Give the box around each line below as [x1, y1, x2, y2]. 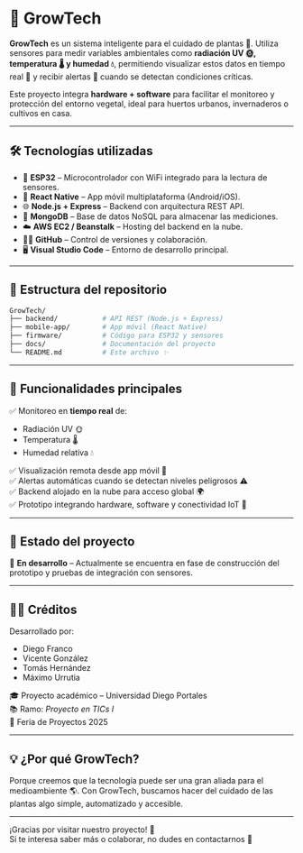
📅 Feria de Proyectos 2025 [9, 717, 108, 728]
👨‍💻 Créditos [9, 601, 78, 617]
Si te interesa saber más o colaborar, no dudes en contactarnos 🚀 [9, 834, 252, 845]
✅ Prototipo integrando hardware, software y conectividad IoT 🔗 [9, 499, 248, 509]
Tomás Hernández [22, 663, 92, 674]
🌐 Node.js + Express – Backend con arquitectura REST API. [22, 200, 245, 211]
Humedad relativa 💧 [22, 446, 95, 458]
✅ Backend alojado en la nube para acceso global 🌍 [9, 486, 205, 497]
